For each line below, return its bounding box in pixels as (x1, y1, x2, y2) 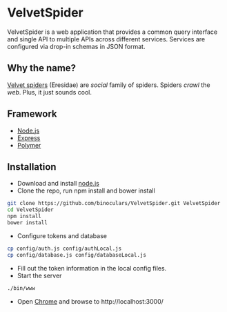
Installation (7, 161, 57, 173)
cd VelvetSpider (7, 206, 54, 213)
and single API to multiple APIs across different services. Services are (7, 35, 206, 43)
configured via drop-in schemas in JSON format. (7, 42, 146, 50)
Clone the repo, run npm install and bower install (17, 186, 155, 195)
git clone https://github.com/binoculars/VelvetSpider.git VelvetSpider (7, 200, 221, 207)
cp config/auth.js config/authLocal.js (7, 245, 122, 252)
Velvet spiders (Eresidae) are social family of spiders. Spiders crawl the (7, 81, 210, 89)
